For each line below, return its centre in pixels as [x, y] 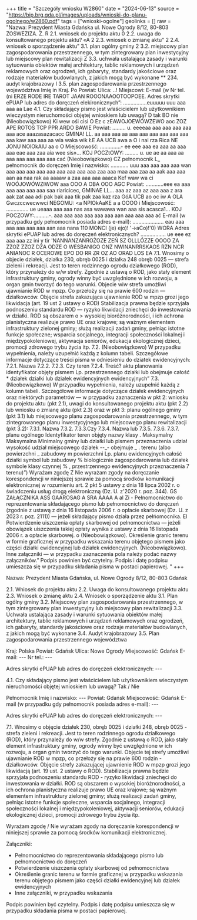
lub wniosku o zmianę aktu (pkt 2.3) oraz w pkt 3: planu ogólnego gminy [94, 410]
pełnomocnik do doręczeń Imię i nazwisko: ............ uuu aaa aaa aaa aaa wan [98, 165]
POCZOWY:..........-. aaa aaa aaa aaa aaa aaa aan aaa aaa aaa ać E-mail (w [96, 215]
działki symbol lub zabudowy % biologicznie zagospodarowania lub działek [97, 460]
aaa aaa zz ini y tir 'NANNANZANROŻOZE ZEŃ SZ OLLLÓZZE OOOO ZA [93, 240]
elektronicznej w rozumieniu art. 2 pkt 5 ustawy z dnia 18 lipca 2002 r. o [93, 485]
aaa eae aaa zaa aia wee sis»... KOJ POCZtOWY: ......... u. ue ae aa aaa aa [95, 153]
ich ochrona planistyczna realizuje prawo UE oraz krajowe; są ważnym [91, 790]
